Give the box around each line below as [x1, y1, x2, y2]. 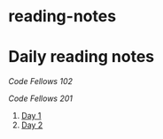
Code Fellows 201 [8, 93, 73, 104]
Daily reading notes [8, 47, 155, 67]
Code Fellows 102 [8, 76, 73, 87]
